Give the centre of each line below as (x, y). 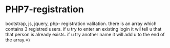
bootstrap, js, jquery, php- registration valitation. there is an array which (81, 23)
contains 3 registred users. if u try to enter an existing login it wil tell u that (83, 29)
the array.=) (18, 40)
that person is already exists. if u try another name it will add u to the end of (85, 34)
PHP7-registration (45, 9)
